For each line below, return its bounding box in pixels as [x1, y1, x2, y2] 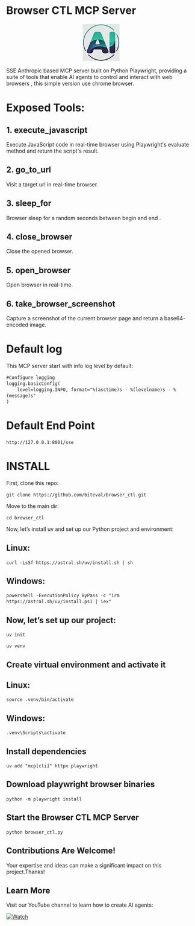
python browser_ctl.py [6, 829, 63, 836]
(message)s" [6, 393, 36, 399]
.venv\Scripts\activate [6, 730, 66, 736]
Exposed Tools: [6, 101, 85, 115]
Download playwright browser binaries [6, 779, 155, 790]
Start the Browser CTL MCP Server [6, 813, 140, 823]
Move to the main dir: [6, 502, 59, 510]
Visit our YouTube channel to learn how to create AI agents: [6, 901, 153, 909]
